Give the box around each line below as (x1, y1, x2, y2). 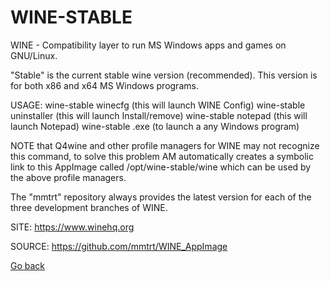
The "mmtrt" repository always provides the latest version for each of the (10, 191, 312, 203)
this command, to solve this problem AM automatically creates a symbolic (10, 150, 314, 162)
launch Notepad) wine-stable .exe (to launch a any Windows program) (10, 120, 300, 132)
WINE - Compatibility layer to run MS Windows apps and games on (10, 39, 287, 51)
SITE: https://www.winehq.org (10, 221, 135, 233)
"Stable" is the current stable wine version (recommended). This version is (10, 69, 318, 81)
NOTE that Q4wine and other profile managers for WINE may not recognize (10, 139, 320, 151)
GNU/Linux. (10, 49, 58, 61)
